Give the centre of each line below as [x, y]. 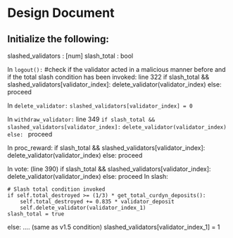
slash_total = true [36, 214]
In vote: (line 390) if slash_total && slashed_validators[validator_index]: [109, 169]
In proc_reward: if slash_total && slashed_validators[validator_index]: [106, 148]
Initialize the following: [58, 39]
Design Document [61, 13]
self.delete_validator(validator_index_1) [83, 208]
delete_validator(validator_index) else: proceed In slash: [88, 176]
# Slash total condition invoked [56, 189]
